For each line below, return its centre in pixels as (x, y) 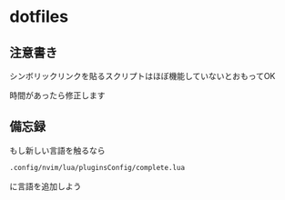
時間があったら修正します (57, 95)
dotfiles (39, 17)
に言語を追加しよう (46, 186)
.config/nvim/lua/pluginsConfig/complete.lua (97, 167)
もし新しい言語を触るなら (57, 150)
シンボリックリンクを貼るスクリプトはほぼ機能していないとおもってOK (142, 76)
